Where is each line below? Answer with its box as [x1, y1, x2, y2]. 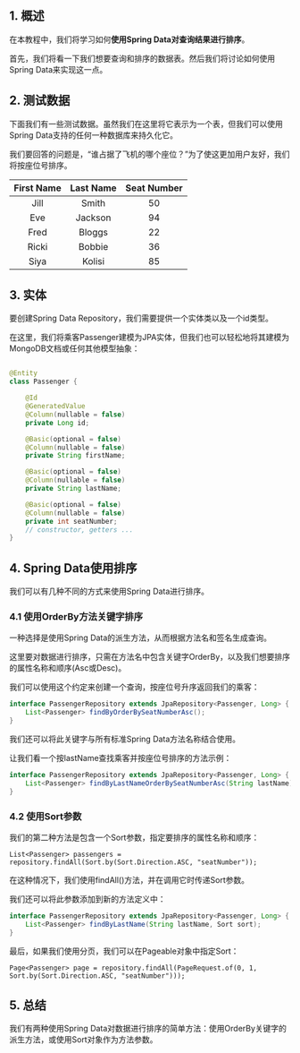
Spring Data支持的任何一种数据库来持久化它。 [9, 129, 179, 141]
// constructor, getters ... [25, 525, 134, 535]
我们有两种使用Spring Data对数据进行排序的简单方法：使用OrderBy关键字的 [9, 1023, 287, 1034]
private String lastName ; [25, 484, 122, 493]
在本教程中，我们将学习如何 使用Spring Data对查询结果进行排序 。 [9, 34, 250, 45]
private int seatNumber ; [25, 517, 118, 526]
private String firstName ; [25, 451, 126, 460]
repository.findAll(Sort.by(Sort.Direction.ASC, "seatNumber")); [9, 858, 257, 867]
